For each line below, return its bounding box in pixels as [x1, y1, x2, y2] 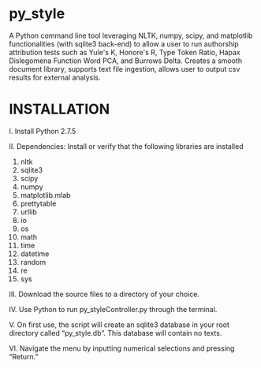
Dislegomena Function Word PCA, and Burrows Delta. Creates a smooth [9, 56, 243, 65]
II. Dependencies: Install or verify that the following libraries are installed [9, 141, 244, 151]
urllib [20, 206, 38, 217]
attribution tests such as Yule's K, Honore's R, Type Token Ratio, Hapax [9, 47, 240, 57]
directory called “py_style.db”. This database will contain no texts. [9, 328, 222, 337]
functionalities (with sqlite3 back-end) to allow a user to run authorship [9, 39, 239, 48]
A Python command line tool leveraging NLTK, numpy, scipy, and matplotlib [9, 31, 253, 40]
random [20, 257, 47, 266]
